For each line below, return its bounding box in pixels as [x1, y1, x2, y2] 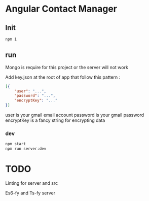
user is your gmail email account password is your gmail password [5, 112, 144, 118]
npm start [5, 142, 26, 147]
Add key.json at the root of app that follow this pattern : [5, 74, 121, 80]
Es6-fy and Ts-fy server [5, 190, 56, 196]
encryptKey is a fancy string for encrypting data [5, 117, 105, 123]
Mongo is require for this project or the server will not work [5, 64, 128, 70]
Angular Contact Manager [5, 3, 118, 15]
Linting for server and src [5, 180, 58, 186]
